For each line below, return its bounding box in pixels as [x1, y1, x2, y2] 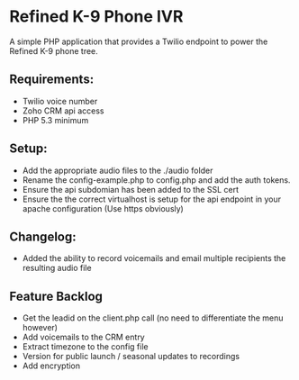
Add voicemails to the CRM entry [22, 331, 146, 343]
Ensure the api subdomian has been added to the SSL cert [22, 184, 239, 195]
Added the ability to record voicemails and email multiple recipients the [22, 253, 286, 264]
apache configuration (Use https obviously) [22, 203, 185, 213]
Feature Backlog [9, 288, 104, 303]
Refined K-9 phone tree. [9, 45, 99, 56]
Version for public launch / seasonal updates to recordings [22, 351, 240, 362]
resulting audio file [22, 263, 92, 274]
